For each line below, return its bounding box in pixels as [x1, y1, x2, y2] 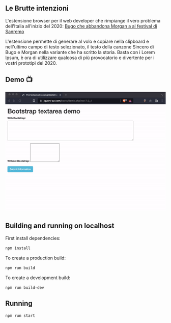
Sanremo [5, 28, 24, 35]
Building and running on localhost [5, 222, 115, 230]
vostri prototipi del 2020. [5, 60, 57, 66]
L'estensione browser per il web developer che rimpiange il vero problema [5, 17, 161, 23]
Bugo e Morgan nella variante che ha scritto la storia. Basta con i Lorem [5, 49, 155, 55]
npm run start [5, 313, 36, 318]
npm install [5, 246, 31, 251]
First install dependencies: [5, 235, 61, 241]
